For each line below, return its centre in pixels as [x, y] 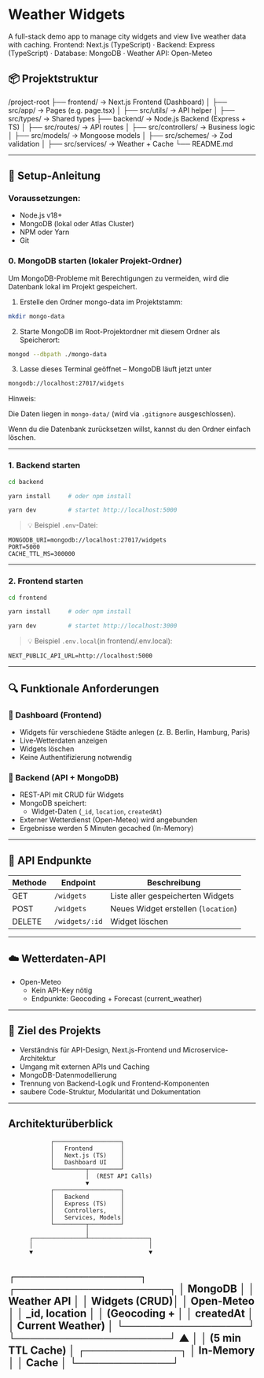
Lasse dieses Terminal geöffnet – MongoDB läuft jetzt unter [115, 369]
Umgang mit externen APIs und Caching [84, 1067]
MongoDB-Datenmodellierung [68, 1074]
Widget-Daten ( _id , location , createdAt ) [97, 812]
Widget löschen [139, 922]
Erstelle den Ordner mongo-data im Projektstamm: [101, 302]
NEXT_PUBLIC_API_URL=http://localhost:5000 [81, 656]
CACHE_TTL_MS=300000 [42, 554]
